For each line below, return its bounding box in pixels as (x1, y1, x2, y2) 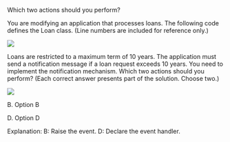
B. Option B (7, 101, 40, 108)
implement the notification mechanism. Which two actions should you (7, 67, 205, 75)
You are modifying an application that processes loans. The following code (7, 19, 219, 27)
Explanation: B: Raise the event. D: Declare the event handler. (7, 127, 180, 135)
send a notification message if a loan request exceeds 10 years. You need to (7, 60, 224, 68)
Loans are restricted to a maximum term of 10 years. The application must (7, 53, 217, 60)
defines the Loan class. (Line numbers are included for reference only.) (7, 27, 209, 34)
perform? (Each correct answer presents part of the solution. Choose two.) (7, 75, 220, 82)
